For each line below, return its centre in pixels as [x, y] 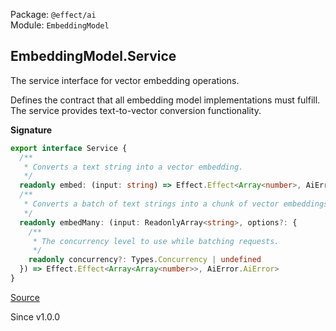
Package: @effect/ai [53, 14]
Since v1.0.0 [35, 316]
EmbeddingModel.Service [93, 56]
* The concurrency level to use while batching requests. [156, 241]
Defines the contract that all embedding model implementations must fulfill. [165, 100]
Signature [31, 130]
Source [25, 297]
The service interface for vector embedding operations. [125, 80]
